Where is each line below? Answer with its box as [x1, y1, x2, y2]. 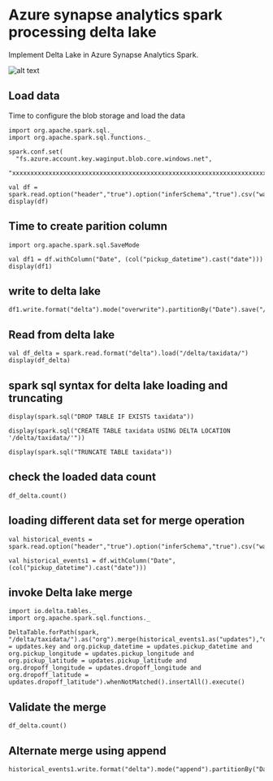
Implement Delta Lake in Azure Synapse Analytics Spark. [8, 50, 199, 59]
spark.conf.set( [8, 148, 63, 156]
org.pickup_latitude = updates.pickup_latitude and [8, 657, 187, 665]
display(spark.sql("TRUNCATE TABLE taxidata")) [8, 448, 173, 456]
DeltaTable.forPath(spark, [8, 628, 100, 636]
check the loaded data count [8, 470, 157, 484]
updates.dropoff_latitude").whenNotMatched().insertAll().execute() [8, 678, 245, 687]
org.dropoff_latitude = [8, 671, 89, 680]
